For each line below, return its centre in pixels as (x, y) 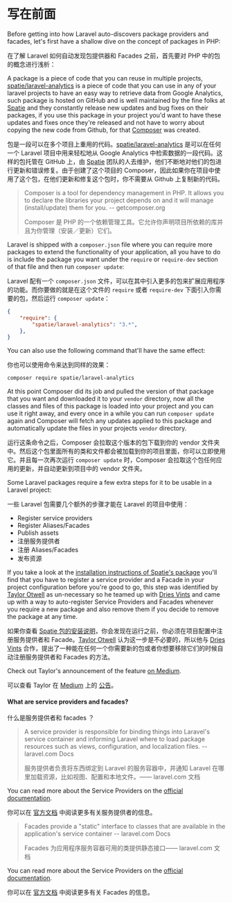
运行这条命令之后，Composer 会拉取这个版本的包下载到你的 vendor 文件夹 (114, 442)
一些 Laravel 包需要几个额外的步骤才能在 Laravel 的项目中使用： (98, 504)
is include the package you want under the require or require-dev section (113, 259)
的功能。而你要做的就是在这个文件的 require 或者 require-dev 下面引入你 (111, 290)
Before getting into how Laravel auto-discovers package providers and (108, 34)
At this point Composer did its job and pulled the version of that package (111, 391)
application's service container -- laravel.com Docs (97, 834)
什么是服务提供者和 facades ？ (51, 718)
